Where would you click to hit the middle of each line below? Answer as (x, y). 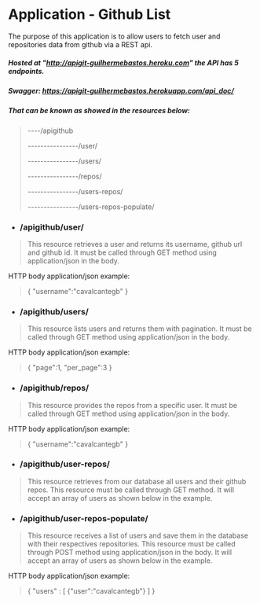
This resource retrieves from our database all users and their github (137, 481)
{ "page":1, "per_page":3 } (70, 368)
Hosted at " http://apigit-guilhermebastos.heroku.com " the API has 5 (124, 63)
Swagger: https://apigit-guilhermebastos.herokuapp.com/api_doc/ (121, 90)
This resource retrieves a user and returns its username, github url (135, 244)
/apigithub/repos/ (54, 388)
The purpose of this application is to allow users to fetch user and (114, 36)
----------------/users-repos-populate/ (91, 207)
